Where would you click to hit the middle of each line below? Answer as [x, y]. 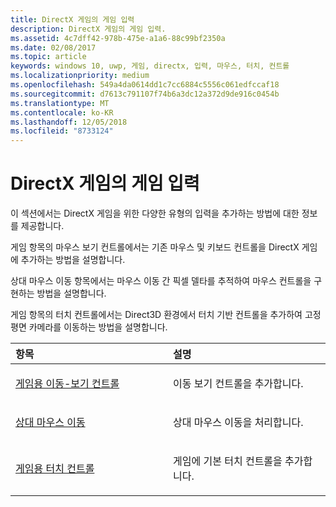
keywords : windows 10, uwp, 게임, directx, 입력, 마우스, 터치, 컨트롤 [150, 66]
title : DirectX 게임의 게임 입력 [72, 19]
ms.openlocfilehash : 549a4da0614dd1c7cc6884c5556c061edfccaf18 [145, 85]
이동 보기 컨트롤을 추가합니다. [238, 384]
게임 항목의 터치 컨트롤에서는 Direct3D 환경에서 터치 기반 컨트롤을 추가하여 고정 [166, 315]
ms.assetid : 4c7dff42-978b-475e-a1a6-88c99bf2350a [118, 38]
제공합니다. [42, 226]
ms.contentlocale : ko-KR [62, 112]
